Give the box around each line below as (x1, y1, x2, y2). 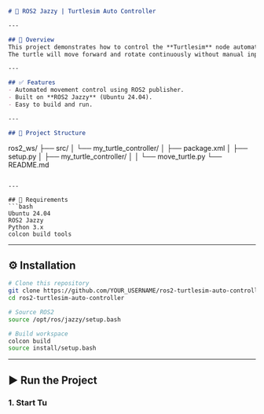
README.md (8, 159, 49, 169)
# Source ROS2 (8, 308, 55, 316)
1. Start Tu (8, 397, 47, 408)
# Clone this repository (8, 280, 90, 288)
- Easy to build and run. (8, 101, 93, 108)
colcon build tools (8, 230, 72, 238)
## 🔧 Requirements (8, 196, 68, 203)
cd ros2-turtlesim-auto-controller (8, 295, 125, 302)
